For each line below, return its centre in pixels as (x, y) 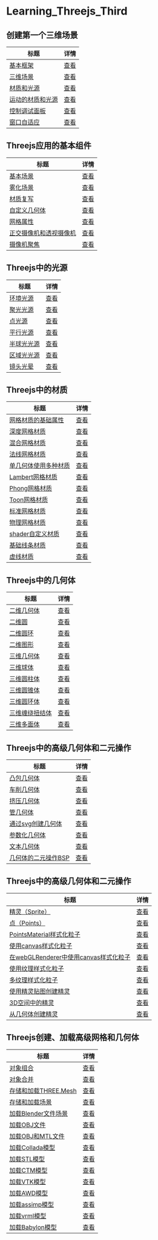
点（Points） (27, 923)
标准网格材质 (28, 511)
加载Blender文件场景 (39, 1113)
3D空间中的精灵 (32, 1003)
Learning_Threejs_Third (67, 11)
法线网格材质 (28, 455)
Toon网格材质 (29, 500)
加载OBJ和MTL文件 (37, 1136)
